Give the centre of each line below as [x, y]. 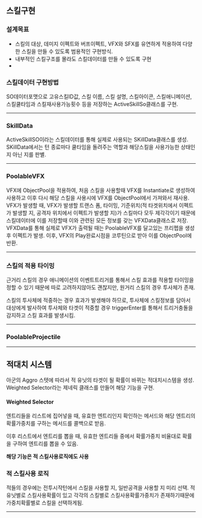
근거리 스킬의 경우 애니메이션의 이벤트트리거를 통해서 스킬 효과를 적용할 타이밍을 [100, 279]
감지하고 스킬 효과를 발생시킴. [41, 315]
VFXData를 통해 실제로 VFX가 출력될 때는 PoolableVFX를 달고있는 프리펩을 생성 [100, 228]
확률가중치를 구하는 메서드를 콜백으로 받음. [56, 423]
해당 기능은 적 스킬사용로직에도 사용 [47, 457]
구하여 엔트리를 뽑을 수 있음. [45, 444]
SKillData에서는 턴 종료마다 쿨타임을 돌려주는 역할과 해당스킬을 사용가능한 [93, 147]
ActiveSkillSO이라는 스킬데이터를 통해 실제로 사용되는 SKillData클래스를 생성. [97, 140]
